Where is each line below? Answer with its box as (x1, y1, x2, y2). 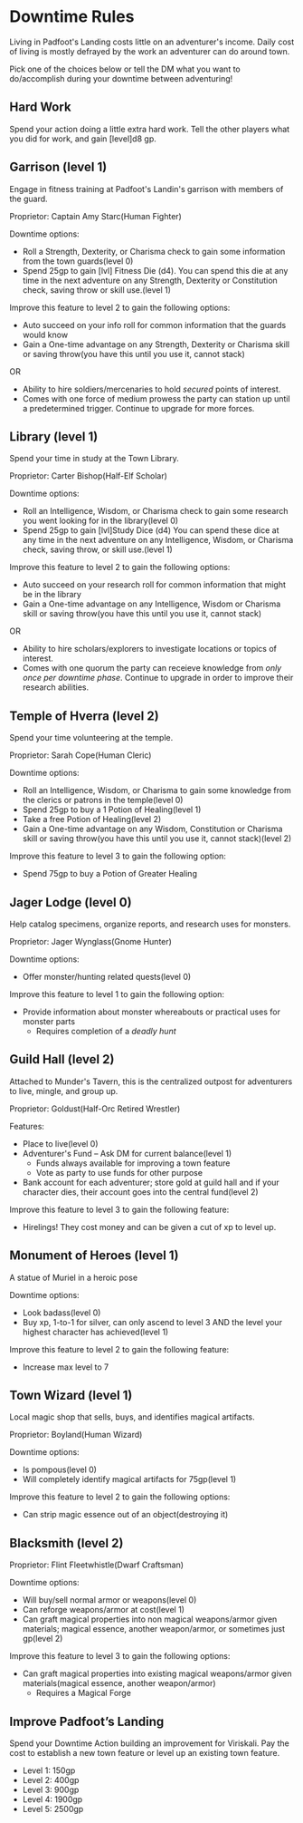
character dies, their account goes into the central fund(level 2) (22, 1186, 260, 1198)
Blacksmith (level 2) (9, 1535, 124, 1551)
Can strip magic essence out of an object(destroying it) (22, 1509, 229, 1520)
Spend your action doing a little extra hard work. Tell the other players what (9, 123, 290, 134)
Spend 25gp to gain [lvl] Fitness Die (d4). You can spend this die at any (22, 265, 289, 276)
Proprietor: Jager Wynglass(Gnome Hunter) (9, 936, 172, 946)
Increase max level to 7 (22, 1362, 109, 1372)
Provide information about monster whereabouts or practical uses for (22, 1006, 280, 1017)
